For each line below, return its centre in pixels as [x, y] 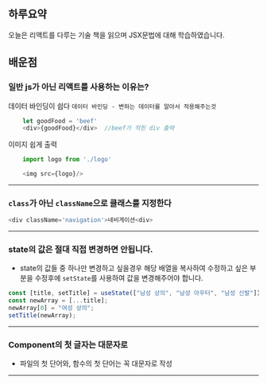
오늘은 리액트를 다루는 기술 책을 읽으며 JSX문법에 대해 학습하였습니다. [116, 35]
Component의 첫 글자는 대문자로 [68, 344]
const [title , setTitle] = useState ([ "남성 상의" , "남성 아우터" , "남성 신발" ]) [134, 293]
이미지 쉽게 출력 [33, 145]
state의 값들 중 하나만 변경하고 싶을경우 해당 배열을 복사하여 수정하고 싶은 [134, 268]
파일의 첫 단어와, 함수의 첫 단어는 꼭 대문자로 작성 [96, 363]
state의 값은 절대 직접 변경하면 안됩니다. [81, 250]
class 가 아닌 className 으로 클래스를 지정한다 [90, 203]
